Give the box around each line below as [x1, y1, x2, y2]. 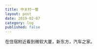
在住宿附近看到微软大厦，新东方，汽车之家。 [5, 39, 95, 45]
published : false [5, 25, 40, 30]
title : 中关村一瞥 [5, 7, 39, 12]
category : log [5, 20, 34, 25]
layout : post [5, 12, 32, 16]
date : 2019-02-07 [5, 16, 40, 21]
